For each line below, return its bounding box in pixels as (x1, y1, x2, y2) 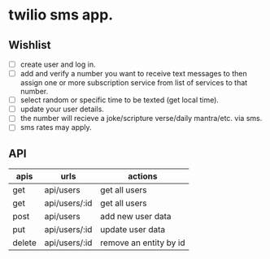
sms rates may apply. (20, 123, 92, 132)
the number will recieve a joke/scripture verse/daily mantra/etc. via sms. (20, 114, 263, 123)
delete (12, 237, 37, 248)
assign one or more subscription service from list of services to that (20, 78, 248, 88)
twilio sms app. (8, 6, 114, 24)
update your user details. (20, 104, 104, 114)
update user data (100, 224, 165, 235)
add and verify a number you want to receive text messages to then (20, 69, 247, 79)
